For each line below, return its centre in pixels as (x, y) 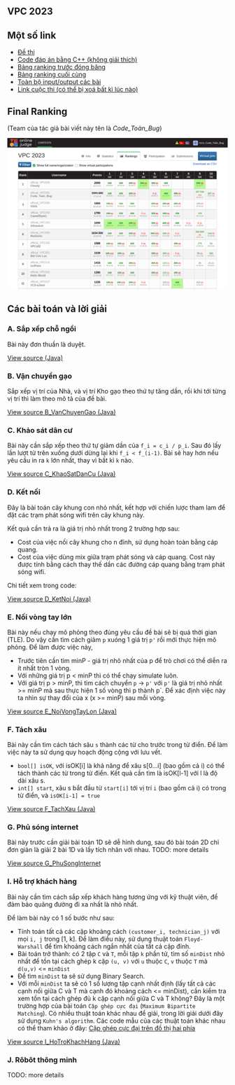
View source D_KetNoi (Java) (49, 598)
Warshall (30, 947)
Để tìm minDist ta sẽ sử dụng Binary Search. (81, 976)
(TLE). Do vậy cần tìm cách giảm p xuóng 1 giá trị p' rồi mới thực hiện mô (112, 639)
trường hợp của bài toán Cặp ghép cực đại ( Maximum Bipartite (106, 1006)
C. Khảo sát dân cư (40, 430)
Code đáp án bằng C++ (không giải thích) (77, 59)
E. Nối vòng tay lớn (40, 617)
